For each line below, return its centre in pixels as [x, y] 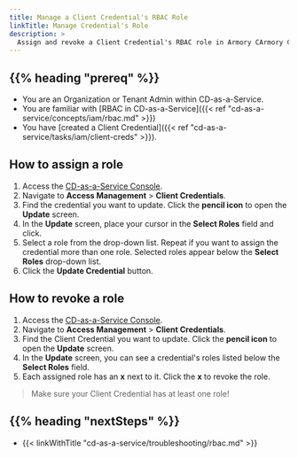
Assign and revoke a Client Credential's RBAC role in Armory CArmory [150, 42]
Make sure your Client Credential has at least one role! [130, 393]
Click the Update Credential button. [87, 270]
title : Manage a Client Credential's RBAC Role [99, 17]
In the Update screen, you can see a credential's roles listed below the [151, 357]
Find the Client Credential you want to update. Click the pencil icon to [149, 338]
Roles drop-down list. [62, 261]
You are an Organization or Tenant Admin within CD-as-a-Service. [143, 99]
